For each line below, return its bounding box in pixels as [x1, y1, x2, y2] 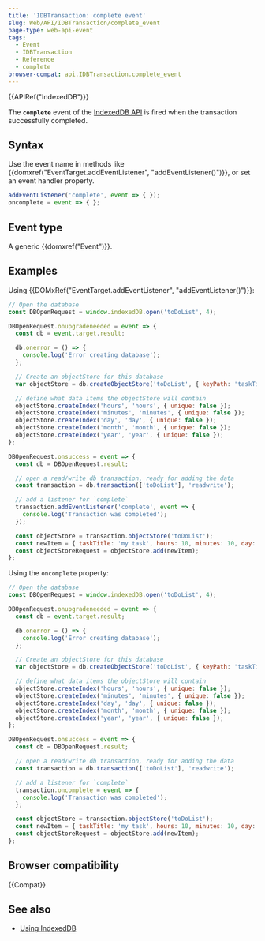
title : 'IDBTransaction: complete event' [8, 11, 147, 20]
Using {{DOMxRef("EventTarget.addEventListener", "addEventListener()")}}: [8, 285, 255, 294]
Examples [8, 264, 58, 278]
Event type [8, 220, 63, 234]
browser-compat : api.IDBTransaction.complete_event [8, 70, 181, 78]
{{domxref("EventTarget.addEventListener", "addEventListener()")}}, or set [8, 167, 251, 178]
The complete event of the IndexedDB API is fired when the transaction [8, 107, 237, 117]
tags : [8, 33, 26, 42]
